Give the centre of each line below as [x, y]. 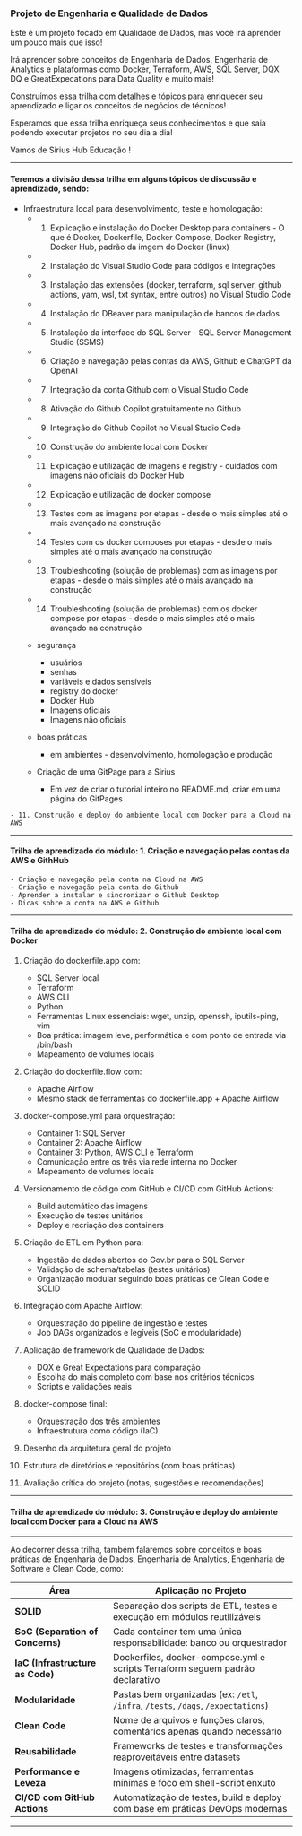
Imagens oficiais [80, 710]
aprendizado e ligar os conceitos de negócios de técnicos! [118, 106]
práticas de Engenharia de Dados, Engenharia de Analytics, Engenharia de [148, 1559]
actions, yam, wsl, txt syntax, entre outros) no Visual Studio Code [171, 294]
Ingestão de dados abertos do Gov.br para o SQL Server [140, 1260]
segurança [56, 645]
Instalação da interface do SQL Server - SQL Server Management [171, 332]
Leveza [30, 1783]
